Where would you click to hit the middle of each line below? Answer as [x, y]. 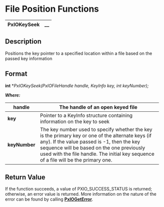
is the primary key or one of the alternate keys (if [96, 135]
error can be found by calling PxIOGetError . [49, 199]
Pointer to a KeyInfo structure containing [86, 115]
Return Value [25, 177]
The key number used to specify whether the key [96, 129]
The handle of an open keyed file [98, 107]
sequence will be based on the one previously [92, 147]
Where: [13, 95]
